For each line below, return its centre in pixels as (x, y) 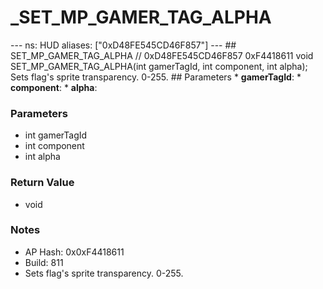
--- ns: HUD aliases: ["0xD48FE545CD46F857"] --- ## (123, 45)
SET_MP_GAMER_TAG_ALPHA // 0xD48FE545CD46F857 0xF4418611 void (162, 55)
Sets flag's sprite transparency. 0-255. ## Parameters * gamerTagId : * (156, 77)
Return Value (42, 183)
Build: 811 (44, 262)
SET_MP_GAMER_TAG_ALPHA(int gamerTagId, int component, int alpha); (159, 66)
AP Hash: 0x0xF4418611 (74, 252)
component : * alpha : (54, 87)
